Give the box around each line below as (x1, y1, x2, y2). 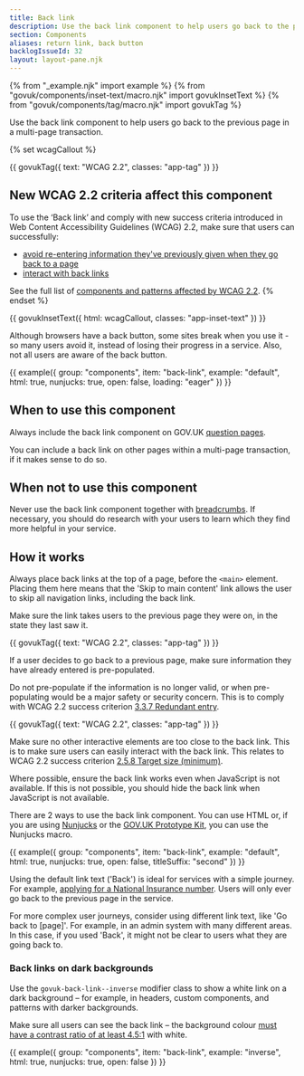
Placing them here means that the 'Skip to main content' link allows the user (9, 583, 292, 594)
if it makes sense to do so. (9, 453, 108, 464)
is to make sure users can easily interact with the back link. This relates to (9, 746, 285, 757)
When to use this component (9, 403, 176, 418)
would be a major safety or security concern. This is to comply (51, 691, 285, 702)
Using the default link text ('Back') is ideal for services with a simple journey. (9, 874, 295, 885)
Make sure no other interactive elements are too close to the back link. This (9, 737, 290, 747)
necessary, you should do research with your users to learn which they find (9, 513, 291, 525)
